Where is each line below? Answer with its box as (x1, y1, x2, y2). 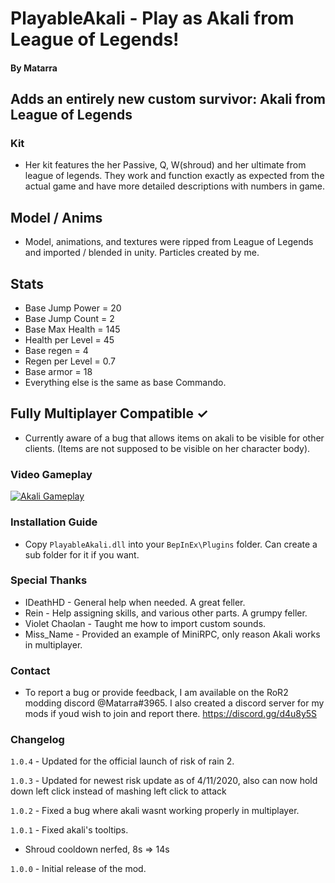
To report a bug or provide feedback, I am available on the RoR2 (24, 687, 289, 699)
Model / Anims (10, 209, 103, 226)
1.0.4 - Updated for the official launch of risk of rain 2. (10, 755, 235, 767)
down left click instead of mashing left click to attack (10, 785, 227, 797)
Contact (10, 663, 51, 677)
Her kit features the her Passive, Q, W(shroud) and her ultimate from (24, 159, 307, 171)
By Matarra (10, 62, 58, 74)
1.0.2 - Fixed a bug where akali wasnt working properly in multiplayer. (10, 805, 300, 817)
